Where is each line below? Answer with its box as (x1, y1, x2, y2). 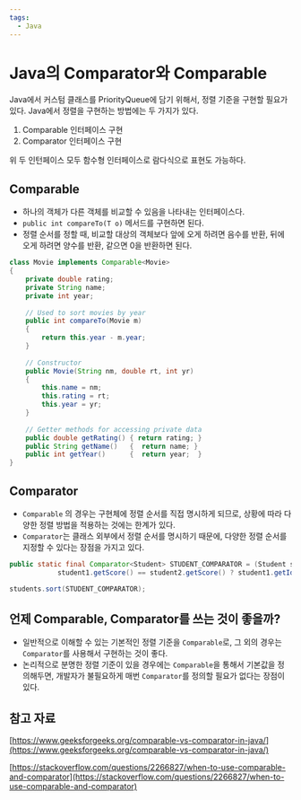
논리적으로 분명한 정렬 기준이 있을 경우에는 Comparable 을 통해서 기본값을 (21, 659, 276, 670)
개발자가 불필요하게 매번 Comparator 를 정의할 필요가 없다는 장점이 (56, 671, 285, 681)
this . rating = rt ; (41, 391, 110, 400)
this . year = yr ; (41, 400, 102, 409)
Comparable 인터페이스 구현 (21, 125, 124, 136)
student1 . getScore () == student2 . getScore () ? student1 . (56, 567, 275, 577)
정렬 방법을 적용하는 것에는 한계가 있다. (39, 519, 176, 530)
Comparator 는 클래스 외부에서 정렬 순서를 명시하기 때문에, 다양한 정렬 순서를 (21, 531, 288, 541)
